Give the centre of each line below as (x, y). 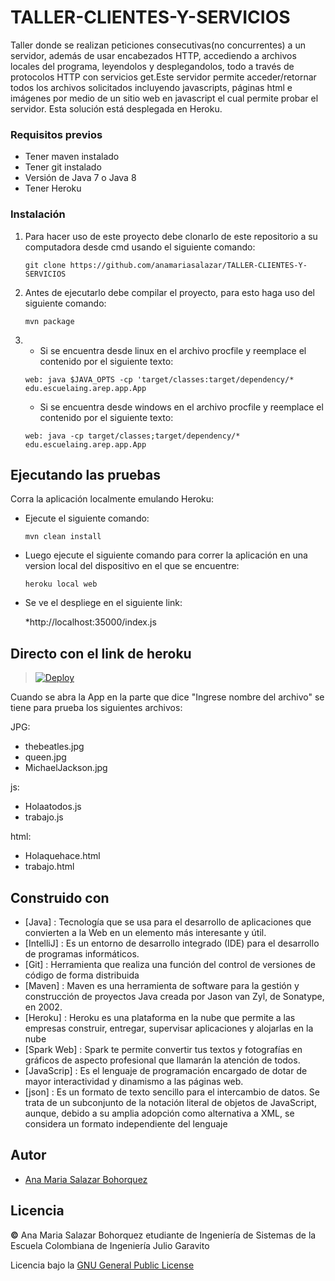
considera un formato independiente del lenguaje (126, 1123)
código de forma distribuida (82, 975)
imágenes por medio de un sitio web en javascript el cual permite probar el (164, 98)
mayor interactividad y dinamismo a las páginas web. (134, 1081)
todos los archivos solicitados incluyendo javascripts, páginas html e (151, 87)
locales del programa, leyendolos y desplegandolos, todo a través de (152, 66)
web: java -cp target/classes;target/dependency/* (132, 436)
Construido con (60, 897)
